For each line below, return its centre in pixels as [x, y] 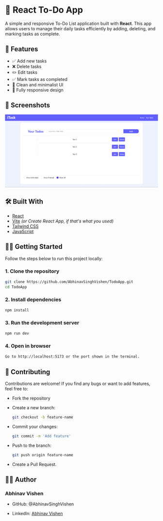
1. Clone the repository [32, 271]
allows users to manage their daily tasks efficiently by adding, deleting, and [80, 28]
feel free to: [16, 389]
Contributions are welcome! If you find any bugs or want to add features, [78, 383]
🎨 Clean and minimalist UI [38, 84]
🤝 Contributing [28, 372]
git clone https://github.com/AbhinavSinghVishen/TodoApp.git [69, 282]
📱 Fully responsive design [38, 90]
